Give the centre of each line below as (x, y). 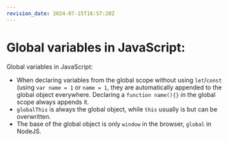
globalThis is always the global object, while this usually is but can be (117, 109)
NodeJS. (29, 131)
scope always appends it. (53, 102)
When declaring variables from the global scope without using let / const (119, 80)
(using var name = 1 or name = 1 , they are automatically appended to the (119, 87)
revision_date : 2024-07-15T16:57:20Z (61, 13)
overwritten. (33, 116)
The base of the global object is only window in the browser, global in (114, 124)
